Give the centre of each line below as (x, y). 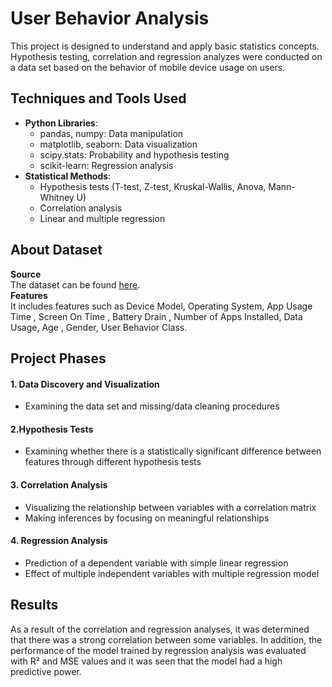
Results (34, 605)
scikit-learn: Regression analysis (106, 165)
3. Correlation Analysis (59, 484)
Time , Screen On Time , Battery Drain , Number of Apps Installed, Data (156, 316)
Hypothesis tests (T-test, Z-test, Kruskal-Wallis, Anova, (153, 186)
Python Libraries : (61, 123)
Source (26, 274)
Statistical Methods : (68, 176)
